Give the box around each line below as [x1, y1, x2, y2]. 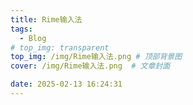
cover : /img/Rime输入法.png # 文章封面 [10, 61, 171, 71]
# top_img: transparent [10, 42, 110, 53]
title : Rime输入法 [10, 14, 83, 25]
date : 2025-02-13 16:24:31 [10, 79, 123, 90]
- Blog [19, 33, 47, 43]
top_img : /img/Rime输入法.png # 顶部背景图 [10, 52, 183, 62]
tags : [10, 24, 33, 34]
